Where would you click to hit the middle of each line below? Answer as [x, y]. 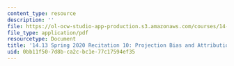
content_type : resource [42, 13]
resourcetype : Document [42, 39]
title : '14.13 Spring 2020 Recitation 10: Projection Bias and [101, 45]
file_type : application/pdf [48, 33]
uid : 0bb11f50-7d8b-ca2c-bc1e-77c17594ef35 [71, 52]
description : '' [31, 20]
